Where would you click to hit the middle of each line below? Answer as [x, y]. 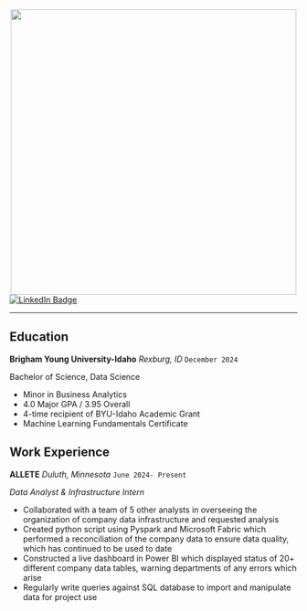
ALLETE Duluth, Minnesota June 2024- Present [98, 474]
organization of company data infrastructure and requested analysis [151, 519]
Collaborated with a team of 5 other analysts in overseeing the [140, 510]
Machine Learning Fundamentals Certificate [106, 423]
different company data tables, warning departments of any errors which [159, 568]
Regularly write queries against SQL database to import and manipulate [157, 587]
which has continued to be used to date [97, 548]
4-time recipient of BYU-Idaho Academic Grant [111, 414]
